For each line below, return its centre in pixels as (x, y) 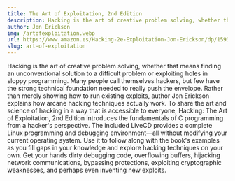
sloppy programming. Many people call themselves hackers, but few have (114, 81)
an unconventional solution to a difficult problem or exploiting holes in (108, 73)
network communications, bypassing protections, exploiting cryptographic (114, 162)
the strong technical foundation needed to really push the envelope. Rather (115, 88)
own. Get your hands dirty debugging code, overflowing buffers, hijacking (114, 155)
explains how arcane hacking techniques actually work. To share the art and (117, 103)
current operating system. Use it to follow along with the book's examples (114, 140)
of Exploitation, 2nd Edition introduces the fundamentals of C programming (115, 118)
